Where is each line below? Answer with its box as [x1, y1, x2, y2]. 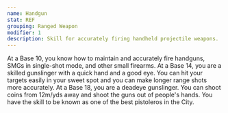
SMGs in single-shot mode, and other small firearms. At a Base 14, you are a [7, 62, 222, 70]
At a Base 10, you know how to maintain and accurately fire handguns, [7, 54, 205, 62]
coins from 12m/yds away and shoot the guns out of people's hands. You [7, 90, 213, 99]
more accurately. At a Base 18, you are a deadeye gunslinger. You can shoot [7, 84, 221, 92]
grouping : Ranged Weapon [7, 23, 78, 29]
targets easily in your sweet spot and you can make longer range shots [7, 76, 207, 84]
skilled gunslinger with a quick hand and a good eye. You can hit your [7, 69, 203, 77]
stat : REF [7, 16, 36, 23]
